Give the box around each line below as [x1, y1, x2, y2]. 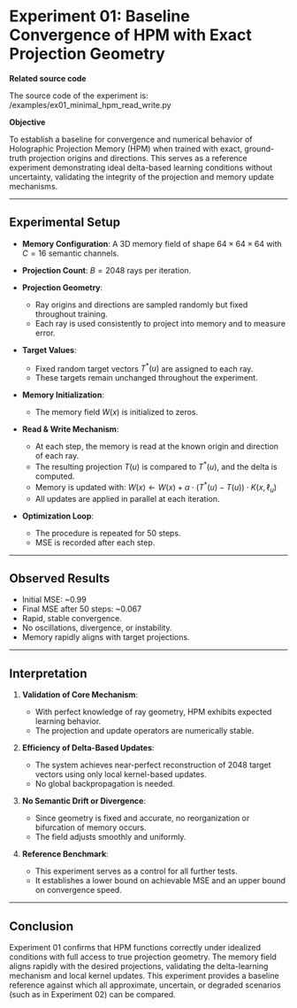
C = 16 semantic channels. [21, 248, 119, 258]
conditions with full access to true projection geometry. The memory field [9, 951, 277, 962]
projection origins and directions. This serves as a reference [27, 152, 247, 163]
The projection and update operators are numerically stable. [34, 726, 255, 736]
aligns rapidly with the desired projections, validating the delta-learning [9, 960, 269, 971]
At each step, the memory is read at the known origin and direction [34, 441, 279, 452]
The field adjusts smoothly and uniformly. [34, 832, 187, 843]
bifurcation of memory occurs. [34, 822, 147, 833]
